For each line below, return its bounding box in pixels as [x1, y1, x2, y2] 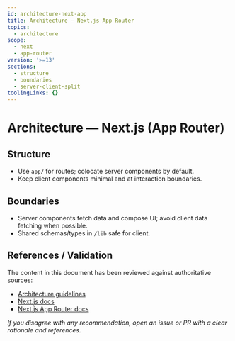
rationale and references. [7, 325, 81, 334]
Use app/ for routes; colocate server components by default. [17, 167, 195, 176]
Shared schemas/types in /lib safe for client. [17, 228, 151, 237]
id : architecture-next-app [7, 10, 87, 18]
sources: [7, 276, 33, 284]
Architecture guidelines [17, 289, 86, 298]
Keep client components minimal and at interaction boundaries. [17, 174, 202, 183]
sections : [7, 63, 37, 70]
